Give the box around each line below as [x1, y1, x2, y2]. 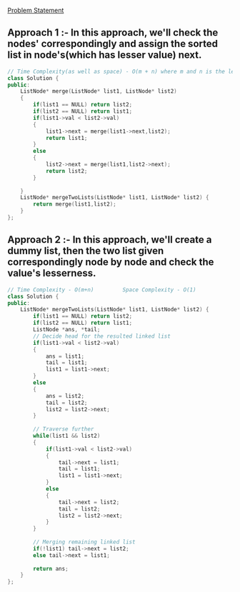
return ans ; [33, 565, 69, 572]
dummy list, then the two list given [7, 245, 164, 257]
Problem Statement [7, 6, 64, 14]
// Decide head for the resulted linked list [33, 332, 171, 340]
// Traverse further [33, 426, 94, 433]
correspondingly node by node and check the [7, 256, 214, 269]
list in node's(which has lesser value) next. [7, 49, 202, 61]
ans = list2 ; [45, 392, 84, 399]
